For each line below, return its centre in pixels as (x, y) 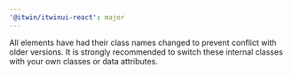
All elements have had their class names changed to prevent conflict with (143, 42)
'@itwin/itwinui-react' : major (67, 17)
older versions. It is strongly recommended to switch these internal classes (146, 52)
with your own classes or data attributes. (83, 61)
